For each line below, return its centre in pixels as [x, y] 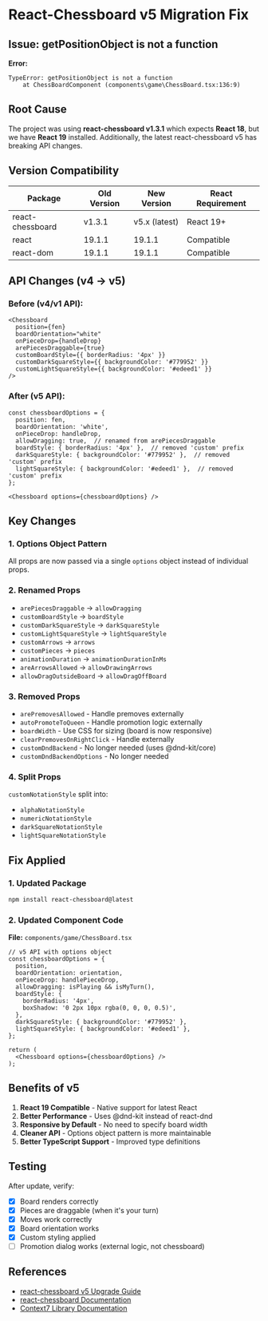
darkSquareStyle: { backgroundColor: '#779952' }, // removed [122, 454]
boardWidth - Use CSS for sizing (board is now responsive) [116, 730]
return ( [23, 1050]
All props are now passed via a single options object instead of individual [128, 561]
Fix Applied [37, 860]
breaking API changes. [45, 145]
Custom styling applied [57, 1237]
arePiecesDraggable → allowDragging [81, 608]
